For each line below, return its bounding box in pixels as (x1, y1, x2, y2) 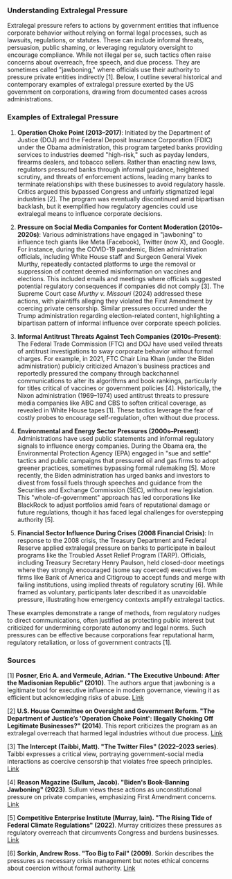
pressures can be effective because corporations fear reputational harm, (7, 630, 215, 639)
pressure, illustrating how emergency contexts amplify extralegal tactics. (17, 595, 225, 603)
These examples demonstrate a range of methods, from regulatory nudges (7, 608, 220, 617)
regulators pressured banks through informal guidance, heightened (17, 165, 209, 174)
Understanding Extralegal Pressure (7, 6, 128, 15)
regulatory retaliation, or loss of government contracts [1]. (7, 638, 172, 646)
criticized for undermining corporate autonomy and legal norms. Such (7, 623, 206, 632)
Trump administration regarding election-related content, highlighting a (17, 311, 220, 319)
